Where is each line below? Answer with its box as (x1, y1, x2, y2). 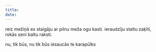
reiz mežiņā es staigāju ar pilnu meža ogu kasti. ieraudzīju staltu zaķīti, (5, 26, 151, 32)
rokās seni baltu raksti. (5, 31, 52, 37)
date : (5, 12, 17, 17)
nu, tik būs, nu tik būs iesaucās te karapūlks (5, 41, 96, 47)
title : (5, 7, 19, 13)
